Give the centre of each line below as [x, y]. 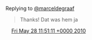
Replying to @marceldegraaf [40, 8]
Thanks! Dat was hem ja [49, 19]
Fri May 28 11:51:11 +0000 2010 [48, 31]
